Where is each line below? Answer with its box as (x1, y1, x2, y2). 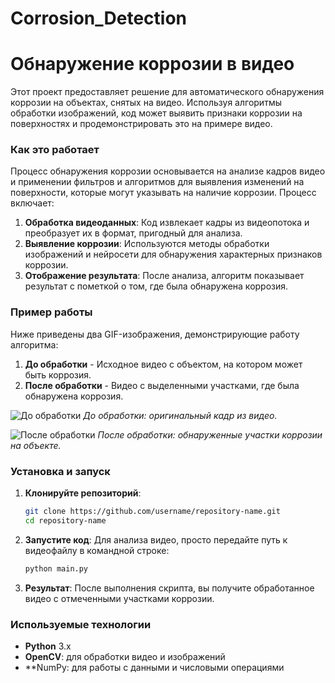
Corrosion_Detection (10, 7, 188, 30)
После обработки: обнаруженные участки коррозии (97, 428, 323, 441)
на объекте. (10, 439, 62, 451)
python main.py (24, 563, 89, 574)
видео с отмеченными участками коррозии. (24, 592, 215, 604)
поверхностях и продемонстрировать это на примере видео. (10, 118, 273, 130)
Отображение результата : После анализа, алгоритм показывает (24, 270, 305, 282)
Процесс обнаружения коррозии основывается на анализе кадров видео (10, 165, 326, 177)
